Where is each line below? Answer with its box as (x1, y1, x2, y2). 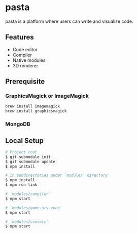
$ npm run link (5, 182, 38, 187)
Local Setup (5, 136, 44, 145)
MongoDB (5, 121, 30, 128)
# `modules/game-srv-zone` (5, 205, 62, 210)
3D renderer (12, 62, 39, 68)
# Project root (5, 149, 38, 154)
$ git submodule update (5, 159, 56, 164)
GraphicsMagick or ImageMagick (5, 93, 89, 100)
